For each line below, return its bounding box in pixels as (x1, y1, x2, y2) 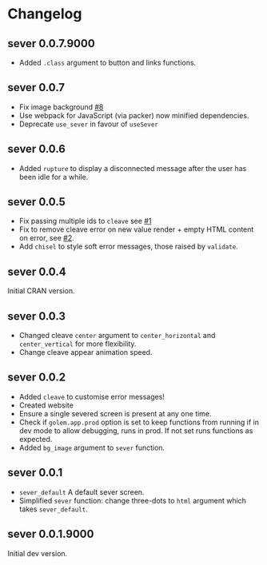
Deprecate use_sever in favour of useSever (18, 119, 159, 129)
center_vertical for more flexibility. (18, 339, 137, 348)
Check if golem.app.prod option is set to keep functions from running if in (18, 417, 260, 427)
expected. (18, 434, 53, 444)
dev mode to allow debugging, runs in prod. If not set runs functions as (18, 425, 253, 436)
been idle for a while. (18, 172, 89, 181)
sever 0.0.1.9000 (7, 527, 94, 541)
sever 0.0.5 (7, 195, 66, 209)
